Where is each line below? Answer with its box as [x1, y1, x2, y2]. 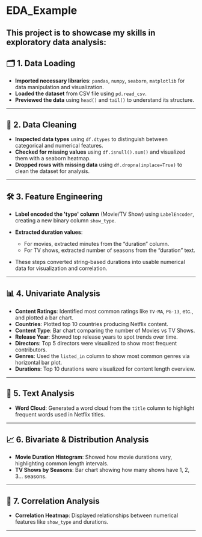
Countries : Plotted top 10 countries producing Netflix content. [14, 320, 168, 327]
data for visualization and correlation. [14, 265, 108, 272]
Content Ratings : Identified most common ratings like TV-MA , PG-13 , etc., [14, 307, 194, 315]
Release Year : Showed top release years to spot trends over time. [14, 333, 179, 341]
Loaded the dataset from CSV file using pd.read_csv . [14, 90, 147, 97]
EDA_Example [6, 4, 78, 17]
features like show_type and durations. [14, 518, 109, 526]
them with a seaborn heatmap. [14, 155, 91, 162]
